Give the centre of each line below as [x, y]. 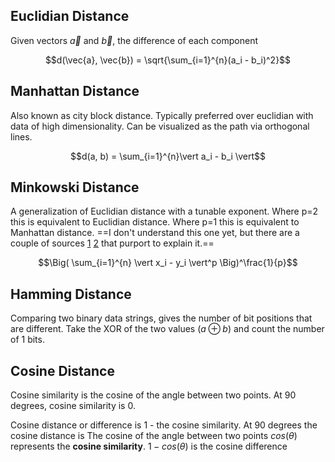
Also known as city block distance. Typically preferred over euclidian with [162, 115]
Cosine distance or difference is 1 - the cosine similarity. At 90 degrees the [164, 425]
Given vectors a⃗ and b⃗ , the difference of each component [134, 40]
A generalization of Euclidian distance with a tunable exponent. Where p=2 [164, 211]
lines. [21, 136]
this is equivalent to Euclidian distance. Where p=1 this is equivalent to [155, 222]
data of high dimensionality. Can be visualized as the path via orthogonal [160, 126]
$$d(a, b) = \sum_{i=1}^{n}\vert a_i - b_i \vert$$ [168, 156]
